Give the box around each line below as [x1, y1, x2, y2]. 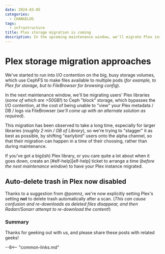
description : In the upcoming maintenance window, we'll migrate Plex [5, 35, 153, 40]
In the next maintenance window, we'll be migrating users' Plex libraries [5, 92, 150, 98]
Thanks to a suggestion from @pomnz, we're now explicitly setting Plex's [5, 190, 154, 197]
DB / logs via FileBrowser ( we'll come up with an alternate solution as [5, 108, 146, 113]
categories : [5, 12, 29, 17]
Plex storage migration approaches [5, 56, 151, 67]
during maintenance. [5, 143, 47, 149]
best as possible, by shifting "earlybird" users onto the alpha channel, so [5, 133, 152, 139]
